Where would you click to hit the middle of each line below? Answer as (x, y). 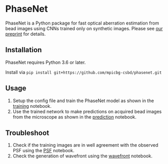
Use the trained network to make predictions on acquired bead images (87, 111)
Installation (24, 50)
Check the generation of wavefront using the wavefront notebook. (82, 156)
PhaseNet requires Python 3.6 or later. (46, 62)
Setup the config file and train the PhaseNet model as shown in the (83, 101)
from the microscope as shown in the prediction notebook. (75, 117)
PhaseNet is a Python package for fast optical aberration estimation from (82, 23)
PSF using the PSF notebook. (44, 151)
